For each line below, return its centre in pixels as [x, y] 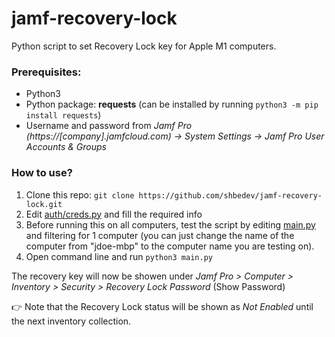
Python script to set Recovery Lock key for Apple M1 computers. [144, 46]
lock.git [44, 204]
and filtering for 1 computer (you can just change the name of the [160, 235]
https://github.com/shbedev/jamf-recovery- [230, 195]
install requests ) [63, 115]
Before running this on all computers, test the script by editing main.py [170, 224]
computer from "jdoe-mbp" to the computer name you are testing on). [170, 246]
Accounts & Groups [66, 147]
